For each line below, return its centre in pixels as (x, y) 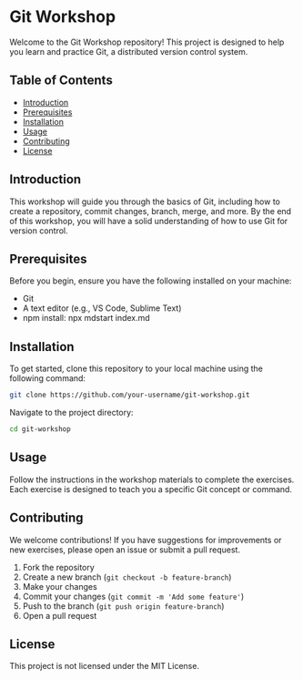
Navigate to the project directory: (71, 413)
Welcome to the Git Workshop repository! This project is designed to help (147, 42)
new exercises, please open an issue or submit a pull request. (125, 550)
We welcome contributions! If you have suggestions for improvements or (146, 540)
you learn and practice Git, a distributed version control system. (129, 51)
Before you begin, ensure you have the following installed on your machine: (151, 281)
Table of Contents (61, 81)
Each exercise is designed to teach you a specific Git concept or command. (151, 489)
